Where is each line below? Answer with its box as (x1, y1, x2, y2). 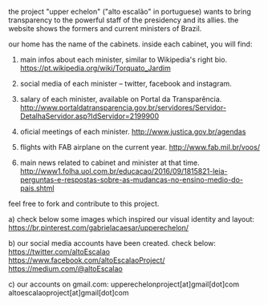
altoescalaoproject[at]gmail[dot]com (8, 288, 130, 297)
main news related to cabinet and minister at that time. (19, 158, 200, 167)
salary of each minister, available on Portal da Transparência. (19, 94, 222, 103)
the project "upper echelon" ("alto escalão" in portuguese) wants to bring (8, 7, 251, 16)
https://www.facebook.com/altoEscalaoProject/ (8, 255, 165, 265)
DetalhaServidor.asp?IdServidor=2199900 (19, 111, 160, 121)
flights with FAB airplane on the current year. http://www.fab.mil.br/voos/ (19, 142, 261, 151)
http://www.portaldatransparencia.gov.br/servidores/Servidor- (19, 103, 227, 112)
